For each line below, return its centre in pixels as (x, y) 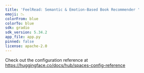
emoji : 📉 (15, 14)
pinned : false (20, 42)
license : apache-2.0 (26, 46)
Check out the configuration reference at (47, 60)
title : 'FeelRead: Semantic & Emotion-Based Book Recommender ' (72, 10)
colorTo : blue (20, 23)
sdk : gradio (17, 28)
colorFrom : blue (22, 19)
